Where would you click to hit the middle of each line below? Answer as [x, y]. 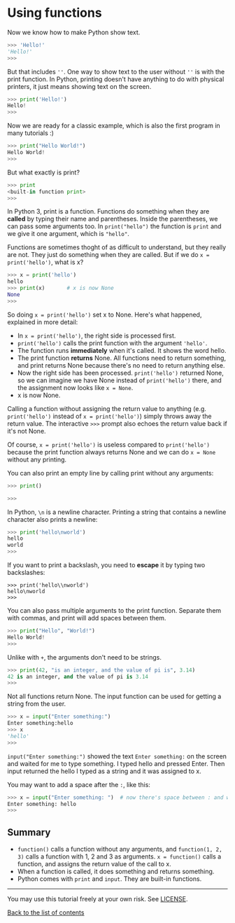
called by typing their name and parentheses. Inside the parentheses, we [113, 219]
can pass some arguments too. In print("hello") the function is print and [114, 226]
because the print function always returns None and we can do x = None [112, 452]
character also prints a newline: [52, 519]
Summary [29, 832]
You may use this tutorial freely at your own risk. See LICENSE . [98, 899]
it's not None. [27, 431]
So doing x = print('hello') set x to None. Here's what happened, [105, 314]
